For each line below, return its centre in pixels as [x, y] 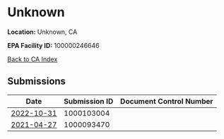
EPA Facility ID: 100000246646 [54, 45]
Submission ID [88, 101]
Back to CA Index [33, 59]
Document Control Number [166, 101]
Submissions [36, 81]
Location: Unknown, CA [42, 32]
